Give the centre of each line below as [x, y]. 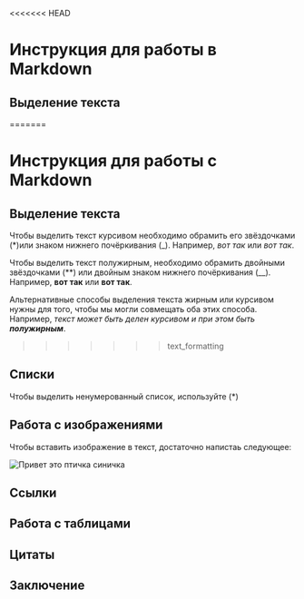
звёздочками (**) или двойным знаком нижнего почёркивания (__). [140, 272]
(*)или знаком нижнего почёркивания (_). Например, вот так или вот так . [152, 245]
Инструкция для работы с [113, 161]
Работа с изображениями [86, 425]
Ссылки [33, 493]
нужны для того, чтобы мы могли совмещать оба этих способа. [133, 309]
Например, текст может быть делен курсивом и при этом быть [132, 319]
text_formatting [196, 346]
